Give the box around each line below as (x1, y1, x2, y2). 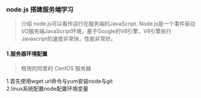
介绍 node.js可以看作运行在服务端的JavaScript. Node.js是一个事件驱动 (21, 20, 196, 28)
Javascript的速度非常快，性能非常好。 (21, 35, 116, 43)
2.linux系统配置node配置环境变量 (6, 85, 89, 92)
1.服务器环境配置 (6, 50, 48, 57)
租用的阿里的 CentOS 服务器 (21, 64, 92, 72)
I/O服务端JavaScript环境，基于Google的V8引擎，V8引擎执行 (21, 28, 172, 35)
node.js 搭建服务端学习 (6, 5, 74, 13)
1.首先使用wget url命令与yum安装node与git (6, 77, 113, 85)
